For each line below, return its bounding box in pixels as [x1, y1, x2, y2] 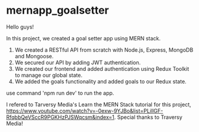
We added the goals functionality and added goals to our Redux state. [14, 78, 186, 85]
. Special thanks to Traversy [114, 114, 183, 121]
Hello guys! [6, 23, 34, 30]
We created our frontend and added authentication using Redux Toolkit [14, 65, 189, 72]
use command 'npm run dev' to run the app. [6, 89, 114, 96]
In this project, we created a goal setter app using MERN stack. [6, 34, 161, 42]
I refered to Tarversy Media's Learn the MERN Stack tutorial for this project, [6, 100, 192, 108]
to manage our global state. [14, 71, 83, 78]
